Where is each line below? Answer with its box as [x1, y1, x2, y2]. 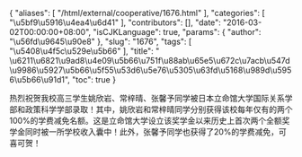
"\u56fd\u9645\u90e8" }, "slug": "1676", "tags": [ [9, 36, 192, 47]
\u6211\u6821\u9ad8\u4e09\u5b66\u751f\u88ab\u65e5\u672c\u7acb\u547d [9, 56, 290, 65]
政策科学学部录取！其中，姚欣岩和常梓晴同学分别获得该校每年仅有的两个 [24, 104, 293, 115]
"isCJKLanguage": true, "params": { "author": [93, 27, 262, 37]
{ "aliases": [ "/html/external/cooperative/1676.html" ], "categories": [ [9, 8, 265, 18]
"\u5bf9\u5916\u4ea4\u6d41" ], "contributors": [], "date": [9, 17, 222, 28]
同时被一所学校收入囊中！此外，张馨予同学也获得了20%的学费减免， [24, 126, 280, 137]
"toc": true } [71, 74, 117, 84]
